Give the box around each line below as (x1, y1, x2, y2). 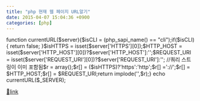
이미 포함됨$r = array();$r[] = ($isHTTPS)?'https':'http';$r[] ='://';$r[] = (17, 63, 190, 71)
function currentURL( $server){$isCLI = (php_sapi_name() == (6, 36, 157, 44)
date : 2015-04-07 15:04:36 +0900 (6, 14, 90, 20)
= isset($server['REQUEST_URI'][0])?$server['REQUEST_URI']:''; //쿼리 (6, 56, 180, 63)
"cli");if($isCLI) (157, 36, 195, 44)
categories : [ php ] (6, 20, 52, 26)
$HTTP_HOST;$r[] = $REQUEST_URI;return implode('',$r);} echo (6, 70, 166, 78)
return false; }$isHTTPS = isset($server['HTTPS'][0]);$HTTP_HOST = (10, 42, 183, 50)
